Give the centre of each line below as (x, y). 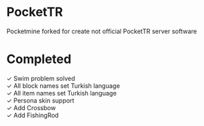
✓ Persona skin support (40, 100)
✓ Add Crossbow (31, 107)
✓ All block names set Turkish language (63, 85)
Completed (39, 59)
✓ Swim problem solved (41, 78)
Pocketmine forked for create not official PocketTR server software (102, 31)
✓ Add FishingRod (33, 115)
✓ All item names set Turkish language (62, 93)
